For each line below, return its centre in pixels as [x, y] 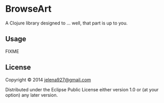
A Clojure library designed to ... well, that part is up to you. [66, 23]
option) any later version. [31, 95]
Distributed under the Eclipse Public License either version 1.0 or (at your [82, 89]
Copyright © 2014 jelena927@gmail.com [48, 80]
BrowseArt [29, 9]
